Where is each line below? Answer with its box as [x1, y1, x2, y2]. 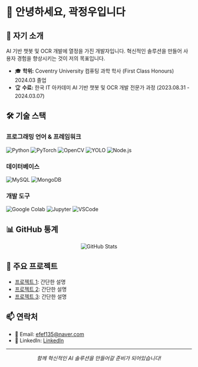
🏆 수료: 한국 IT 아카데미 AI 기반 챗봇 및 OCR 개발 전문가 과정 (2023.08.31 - [14, 84, 190, 91]
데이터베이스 [6, 162, 40, 171]
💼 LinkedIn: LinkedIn [14, 337, 64, 344]
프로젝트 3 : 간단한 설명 [14, 293, 67, 300]
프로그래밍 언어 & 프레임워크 [6, 133, 81, 141]
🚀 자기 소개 [6, 31, 44, 41]
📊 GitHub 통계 [6, 224, 58, 234]
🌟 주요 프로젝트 [6, 261, 58, 271]
